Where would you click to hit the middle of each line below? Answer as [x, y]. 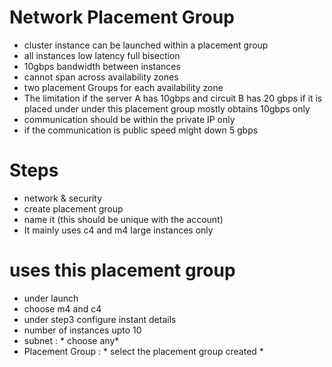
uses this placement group [122, 270]
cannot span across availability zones [101, 77]
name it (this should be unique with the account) [123, 219]
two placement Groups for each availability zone [123, 87]
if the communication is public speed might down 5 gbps [141, 130]
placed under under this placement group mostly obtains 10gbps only [167, 108]
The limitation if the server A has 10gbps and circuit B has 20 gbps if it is [173, 98]
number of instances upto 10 [82, 330]
